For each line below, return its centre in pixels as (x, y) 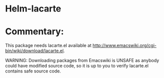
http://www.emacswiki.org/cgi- (125, 45)
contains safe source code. (33, 71)
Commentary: (34, 32)
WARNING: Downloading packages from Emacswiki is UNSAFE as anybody (82, 60)
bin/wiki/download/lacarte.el (34, 51)
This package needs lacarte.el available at (48, 45)
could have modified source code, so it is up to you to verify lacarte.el (77, 66)
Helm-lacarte (33, 9)
